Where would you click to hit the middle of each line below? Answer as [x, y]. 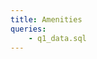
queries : [28, 29]
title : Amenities [46, 19]
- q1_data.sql [57, 38]
